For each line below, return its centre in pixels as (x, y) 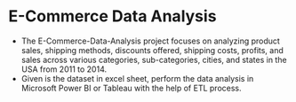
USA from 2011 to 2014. (64, 69)
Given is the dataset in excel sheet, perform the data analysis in (137, 78)
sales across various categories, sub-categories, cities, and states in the (154, 59)
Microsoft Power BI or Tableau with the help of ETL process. (131, 88)
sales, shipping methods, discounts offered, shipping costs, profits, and (152, 50)
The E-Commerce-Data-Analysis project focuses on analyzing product (151, 41)
